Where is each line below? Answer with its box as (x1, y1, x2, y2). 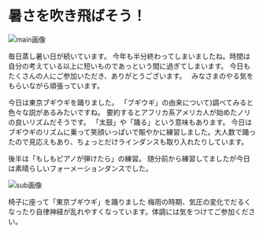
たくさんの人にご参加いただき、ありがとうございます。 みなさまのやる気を (8, 71, 254, 80)
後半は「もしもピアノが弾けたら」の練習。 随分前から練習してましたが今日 (8, 153, 250, 163)
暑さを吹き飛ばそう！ (8, 7, 147, 25)
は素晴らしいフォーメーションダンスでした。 (8, 163, 153, 173)
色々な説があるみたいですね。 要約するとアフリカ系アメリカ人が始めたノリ (8, 107, 251, 116)
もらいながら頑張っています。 (8, 80, 104, 91)
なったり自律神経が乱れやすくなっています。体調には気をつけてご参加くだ (8, 206, 249, 216)
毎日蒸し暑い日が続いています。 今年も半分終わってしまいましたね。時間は (8, 51, 250, 61)
